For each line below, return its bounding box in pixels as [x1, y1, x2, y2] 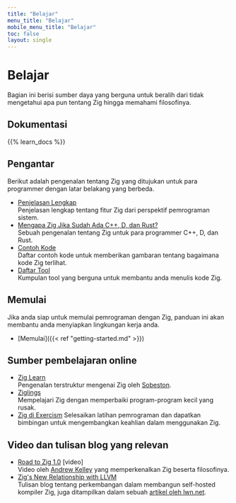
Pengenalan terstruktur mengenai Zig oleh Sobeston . [17, 380, 172, 390]
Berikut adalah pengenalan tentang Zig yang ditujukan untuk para [7, 176, 198, 185]
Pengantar [7, 158, 55, 170]
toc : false [7, 30, 40, 38]
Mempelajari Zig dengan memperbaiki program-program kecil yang [17, 396, 214, 405]
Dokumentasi [7, 118, 68, 131]
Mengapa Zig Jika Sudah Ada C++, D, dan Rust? [17, 220, 158, 229]
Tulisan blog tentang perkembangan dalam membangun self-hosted [17, 480, 216, 489]
